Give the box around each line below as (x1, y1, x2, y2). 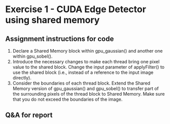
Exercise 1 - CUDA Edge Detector (5, 4, 146, 15)
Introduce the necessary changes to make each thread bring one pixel (12, 59, 160, 64)
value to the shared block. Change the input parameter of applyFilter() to (12, 64, 165, 70)
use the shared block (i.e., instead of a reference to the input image (12, 69, 154, 75)
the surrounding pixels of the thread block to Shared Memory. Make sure (12, 91, 165, 97)
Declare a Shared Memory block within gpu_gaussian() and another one (12, 48, 163, 54)
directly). (12, 75, 32, 80)
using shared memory (5, 14, 100, 26)
